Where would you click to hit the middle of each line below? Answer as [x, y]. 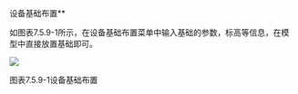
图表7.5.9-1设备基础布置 [54, 80]
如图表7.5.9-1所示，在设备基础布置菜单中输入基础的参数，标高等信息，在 [145, 33]
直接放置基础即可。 [61, 44]
